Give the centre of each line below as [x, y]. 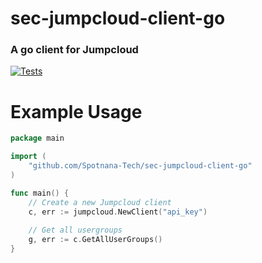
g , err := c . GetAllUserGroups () [95, 240]
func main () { [40, 193]
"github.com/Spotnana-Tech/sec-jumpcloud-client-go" [140, 166]
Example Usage [76, 111]
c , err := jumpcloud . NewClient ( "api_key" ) [118, 212]
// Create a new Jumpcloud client [100, 202]
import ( [28, 157]
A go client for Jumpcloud [74, 50]
